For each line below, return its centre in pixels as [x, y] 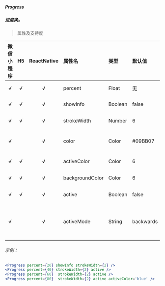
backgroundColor [83, 178]
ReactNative [44, 61]
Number [118, 121]
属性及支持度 [30, 33]
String [115, 222]
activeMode [77, 222]
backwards [145, 222]
